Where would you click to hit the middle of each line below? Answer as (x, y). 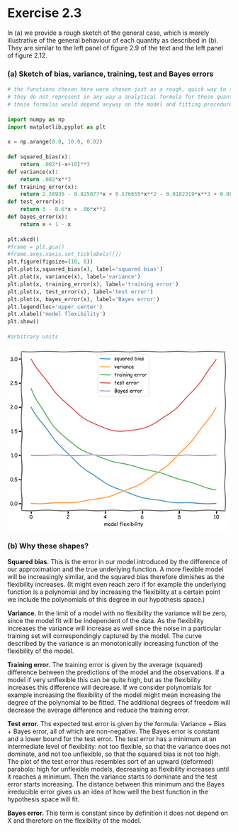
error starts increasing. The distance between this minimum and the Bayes (116, 784)
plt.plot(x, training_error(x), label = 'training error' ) (93, 284)
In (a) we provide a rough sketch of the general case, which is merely (108, 33)
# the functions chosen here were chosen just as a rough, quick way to (117, 90)
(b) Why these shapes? (48, 546)
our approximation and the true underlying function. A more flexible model (115, 569)
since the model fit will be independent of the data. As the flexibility (106, 620)
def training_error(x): (42, 187)
